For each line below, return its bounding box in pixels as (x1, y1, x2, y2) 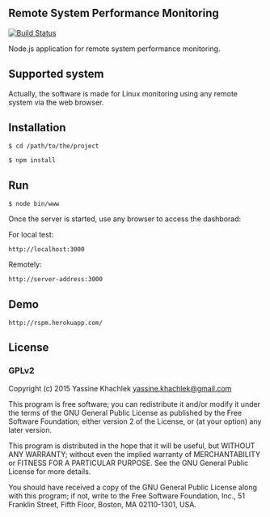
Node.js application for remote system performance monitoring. (8, 44, 221, 53)
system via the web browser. (8, 97, 104, 107)
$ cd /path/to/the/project (8, 142, 99, 151)
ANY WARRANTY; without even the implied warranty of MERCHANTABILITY (8, 449, 261, 459)
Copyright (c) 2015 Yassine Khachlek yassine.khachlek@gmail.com (8, 383, 232, 393)
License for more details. (8, 466, 91, 476)
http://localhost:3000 (8, 246, 85, 254)
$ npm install (8, 156, 57, 164)
